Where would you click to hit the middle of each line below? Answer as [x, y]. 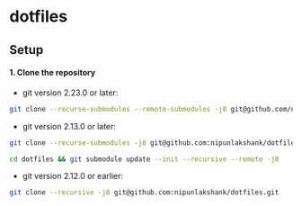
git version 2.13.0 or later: [69, 126]
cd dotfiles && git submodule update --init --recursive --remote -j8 [144, 159]
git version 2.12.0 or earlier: [73, 176]
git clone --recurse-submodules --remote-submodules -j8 [118, 109]
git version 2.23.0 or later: [70, 93]
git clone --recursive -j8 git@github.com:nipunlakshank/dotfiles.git [144, 193]
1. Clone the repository [53, 73]
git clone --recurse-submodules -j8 [78, 143]
